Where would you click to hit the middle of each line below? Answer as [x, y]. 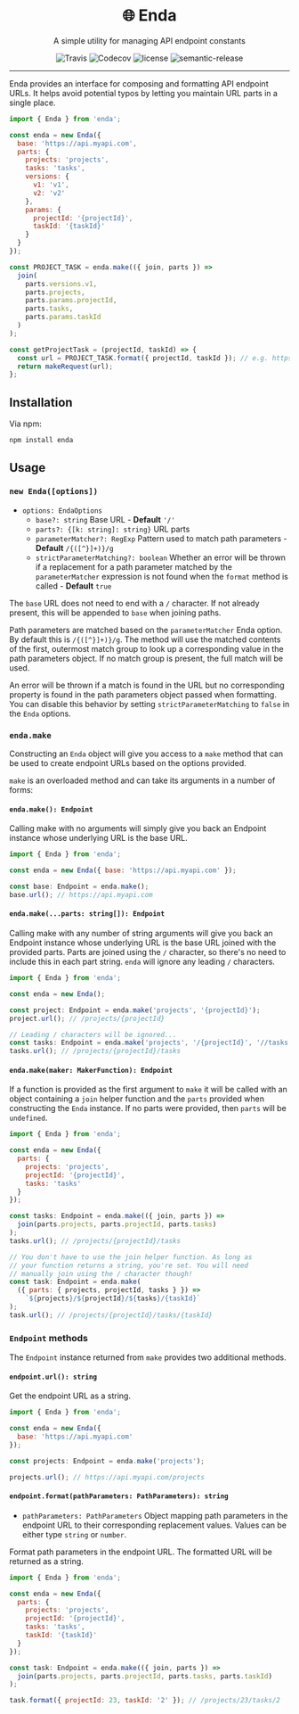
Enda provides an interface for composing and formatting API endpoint [139, 83]
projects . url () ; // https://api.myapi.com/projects [107, 1477]
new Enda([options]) [54, 492]
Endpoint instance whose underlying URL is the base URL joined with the [143, 943]
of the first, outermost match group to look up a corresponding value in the [146, 648]
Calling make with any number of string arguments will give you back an [141, 934]
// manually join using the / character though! [101, 1273]
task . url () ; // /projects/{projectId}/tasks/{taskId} [111, 1315]
